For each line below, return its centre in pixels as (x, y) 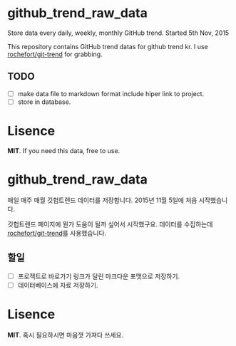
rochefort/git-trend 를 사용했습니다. (57, 233)
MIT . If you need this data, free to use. (64, 150)
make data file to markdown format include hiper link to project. (111, 93)
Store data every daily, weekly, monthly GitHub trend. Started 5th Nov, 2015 (118, 33)
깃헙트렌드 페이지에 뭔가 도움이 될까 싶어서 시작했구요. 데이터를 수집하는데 (110, 224)
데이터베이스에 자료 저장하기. (58, 285)
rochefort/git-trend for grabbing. (55, 54)
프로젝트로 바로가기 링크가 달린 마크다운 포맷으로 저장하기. (99, 276)
